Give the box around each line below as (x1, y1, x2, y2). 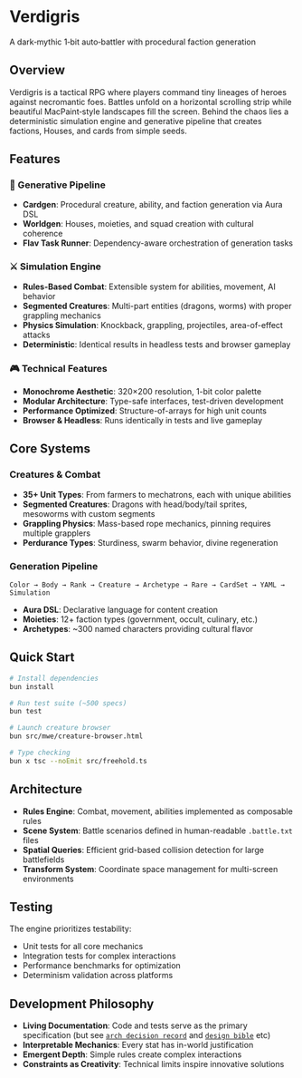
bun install (9, 682, 54, 691)
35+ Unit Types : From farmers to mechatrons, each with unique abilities (22, 489, 292, 500)
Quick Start (9, 650, 75, 665)
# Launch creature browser (9, 724, 111, 733)
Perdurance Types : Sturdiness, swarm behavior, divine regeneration (22, 537, 278, 548)
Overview (9, 63, 66, 78)
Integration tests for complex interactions (22, 950, 176, 962)
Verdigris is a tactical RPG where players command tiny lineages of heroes (9, 86, 288, 97)
